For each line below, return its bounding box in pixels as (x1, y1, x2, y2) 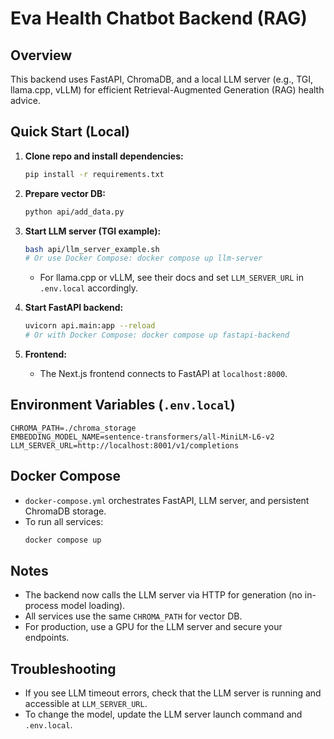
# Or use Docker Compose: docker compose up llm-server (24, 253, 263, 264)
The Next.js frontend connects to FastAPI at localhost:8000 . (39, 368, 288, 380)
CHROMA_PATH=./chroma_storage (10, 423, 137, 433)
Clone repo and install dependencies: (24, 150, 184, 162)
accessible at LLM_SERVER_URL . (24, 698, 148, 710)
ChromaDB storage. (24, 505, 107, 517)
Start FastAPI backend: (24, 302, 124, 314)
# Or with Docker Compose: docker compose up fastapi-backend (24, 330, 290, 341)
